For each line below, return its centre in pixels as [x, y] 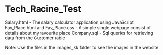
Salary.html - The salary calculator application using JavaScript [70, 22]
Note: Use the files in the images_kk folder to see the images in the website [82, 47]
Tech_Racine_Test [43, 9]
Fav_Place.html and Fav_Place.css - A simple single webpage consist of [78, 27]
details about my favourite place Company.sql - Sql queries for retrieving [79, 33]
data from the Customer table [35, 38]
